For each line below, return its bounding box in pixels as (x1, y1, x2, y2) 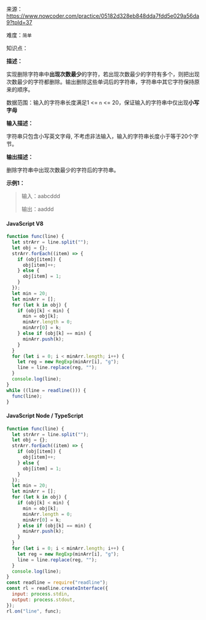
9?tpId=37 (6, 19, 32, 26)
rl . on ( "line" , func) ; (6, 608, 62, 614)
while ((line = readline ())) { (6, 387, 86, 394)
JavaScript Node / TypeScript (6, 412, 84, 419)
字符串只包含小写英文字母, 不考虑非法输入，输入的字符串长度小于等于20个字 (6, 132, 199, 140)
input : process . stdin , (12, 591, 70, 597)
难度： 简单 (6, 31, 32, 39)
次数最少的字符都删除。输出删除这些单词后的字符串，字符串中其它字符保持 (6, 78, 194, 85)
